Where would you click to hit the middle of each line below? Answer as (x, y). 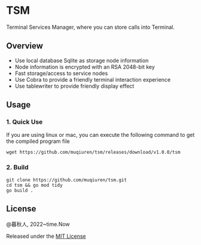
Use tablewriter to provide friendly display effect (74, 86)
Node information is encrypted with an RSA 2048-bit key (85, 67)
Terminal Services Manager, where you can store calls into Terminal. (91, 27)
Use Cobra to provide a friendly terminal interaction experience (93, 79)
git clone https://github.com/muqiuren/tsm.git (67, 180)
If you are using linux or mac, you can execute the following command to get (100, 135)
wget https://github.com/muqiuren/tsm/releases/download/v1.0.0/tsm (93, 153)
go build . (20, 190)
